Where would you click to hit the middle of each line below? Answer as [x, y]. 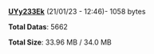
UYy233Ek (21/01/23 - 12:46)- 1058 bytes [77, 12]
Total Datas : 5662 [38, 27]
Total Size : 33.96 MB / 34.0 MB [60, 42]
